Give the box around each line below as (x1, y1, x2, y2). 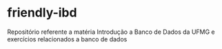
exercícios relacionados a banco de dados (7, 35, 128, 43)
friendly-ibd (7, 5, 77, 21)
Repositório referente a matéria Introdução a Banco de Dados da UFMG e (7, 28, 215, 36)
